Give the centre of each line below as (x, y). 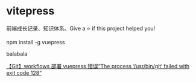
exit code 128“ (24, 72)
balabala (17, 54)
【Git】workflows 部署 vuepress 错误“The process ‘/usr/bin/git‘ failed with (98, 66)
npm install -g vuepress (36, 42)
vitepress (30, 11)
